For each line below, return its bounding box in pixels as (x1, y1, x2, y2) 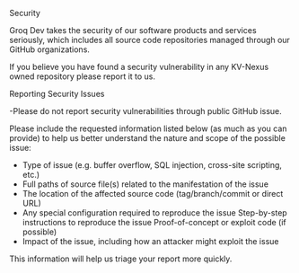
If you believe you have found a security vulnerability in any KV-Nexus (9, 62, 269, 72)
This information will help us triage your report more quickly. (9, 253, 233, 264)
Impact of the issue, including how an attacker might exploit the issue (22, 236, 279, 246)
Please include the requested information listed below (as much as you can (9, 123, 287, 134)
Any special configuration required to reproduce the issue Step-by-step (22, 207, 287, 218)
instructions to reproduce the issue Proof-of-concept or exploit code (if (22, 217, 287, 227)
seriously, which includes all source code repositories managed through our (9, 35, 290, 45)
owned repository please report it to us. (9, 71, 155, 82)
